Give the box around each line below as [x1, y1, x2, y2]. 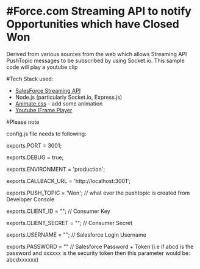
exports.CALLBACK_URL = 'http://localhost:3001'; [6, 177, 131, 184]
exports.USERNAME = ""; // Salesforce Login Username [6, 231, 146, 239]
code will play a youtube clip [6, 63, 78, 71]
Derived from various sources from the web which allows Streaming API [6, 50, 187, 57]
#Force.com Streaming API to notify [6, 4, 192, 18]
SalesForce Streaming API [15, 87, 81, 94]
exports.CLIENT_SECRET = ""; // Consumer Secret [6, 219, 133, 226]
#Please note [6, 118, 40, 126]
